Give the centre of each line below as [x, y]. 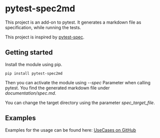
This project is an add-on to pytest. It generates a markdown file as [73, 22]
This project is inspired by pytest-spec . [45, 37]
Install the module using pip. [34, 64]
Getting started [29, 52]
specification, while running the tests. [43, 27]
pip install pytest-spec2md [34, 73]
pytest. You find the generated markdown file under [57, 88]
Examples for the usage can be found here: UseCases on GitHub [71, 130]
